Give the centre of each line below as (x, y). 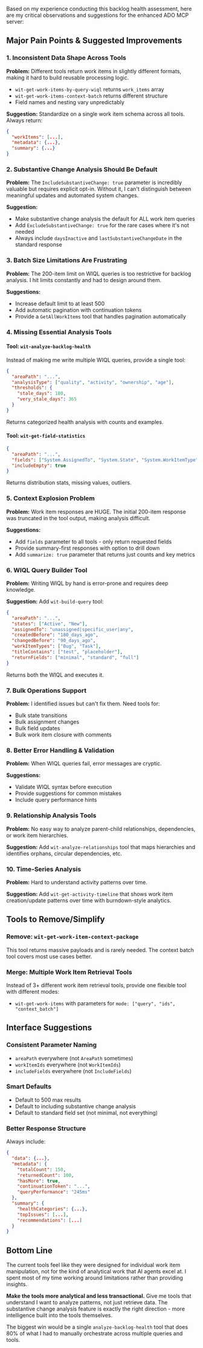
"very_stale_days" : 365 (47, 399)
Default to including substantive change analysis (75, 1106)
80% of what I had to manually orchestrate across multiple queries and (95, 1333)
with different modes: (33, 991)
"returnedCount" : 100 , (46, 1175)
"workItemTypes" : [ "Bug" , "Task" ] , (56, 646)
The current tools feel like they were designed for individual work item (93, 1265)
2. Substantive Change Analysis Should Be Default (82, 169)
